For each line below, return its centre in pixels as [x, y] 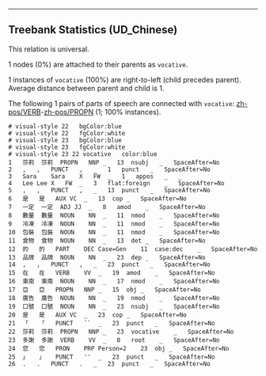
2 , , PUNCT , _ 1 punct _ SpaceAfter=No [110, 169]
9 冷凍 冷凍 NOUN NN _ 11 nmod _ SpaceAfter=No [114, 224]
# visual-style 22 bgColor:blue [65, 126]
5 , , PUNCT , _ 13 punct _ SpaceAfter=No [110, 190]
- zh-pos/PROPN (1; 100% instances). [101, 112]
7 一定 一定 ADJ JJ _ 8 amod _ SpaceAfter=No [107, 207]
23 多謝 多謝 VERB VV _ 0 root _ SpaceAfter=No [114, 340]
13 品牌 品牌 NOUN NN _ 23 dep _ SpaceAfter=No [107, 257]
